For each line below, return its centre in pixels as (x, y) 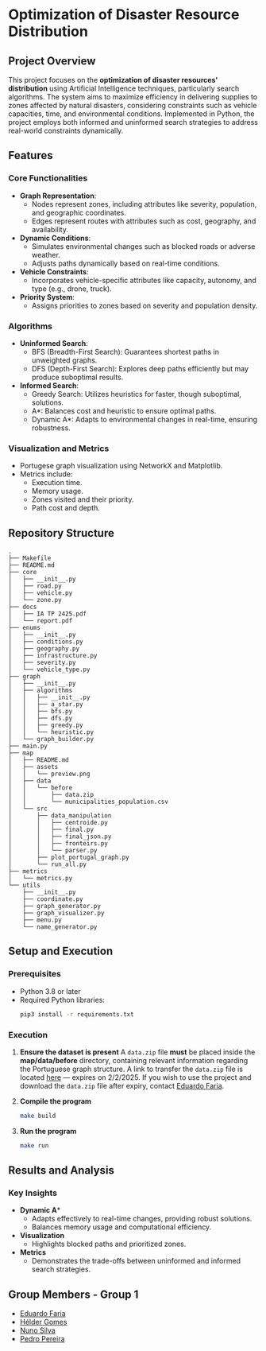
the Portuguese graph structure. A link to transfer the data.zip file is (131, 1069)
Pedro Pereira (42, 1339)
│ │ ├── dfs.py (40, 718)
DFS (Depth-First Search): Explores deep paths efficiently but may (140, 368)
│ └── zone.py (35, 600)
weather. (46, 254)
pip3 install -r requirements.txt (77, 1014)
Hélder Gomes (43, 1322)
